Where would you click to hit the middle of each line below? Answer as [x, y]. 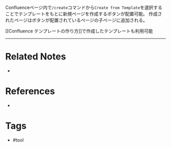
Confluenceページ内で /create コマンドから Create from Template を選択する [84, 7]
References [30, 91]
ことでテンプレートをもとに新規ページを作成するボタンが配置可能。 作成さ [84, 14]
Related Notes [36, 57]
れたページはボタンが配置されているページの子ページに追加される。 [76, 20]
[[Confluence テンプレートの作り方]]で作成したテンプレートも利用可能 [79, 31]
